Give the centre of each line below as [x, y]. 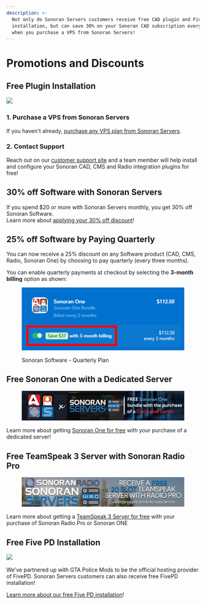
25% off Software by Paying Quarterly [81, 239]
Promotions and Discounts [75, 63]
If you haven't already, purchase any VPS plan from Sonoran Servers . [94, 131]
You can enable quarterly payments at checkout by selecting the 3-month [100, 272]
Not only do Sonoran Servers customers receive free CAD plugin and [101, 19]
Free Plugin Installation [51, 86]
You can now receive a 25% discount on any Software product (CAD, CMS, [101, 254]
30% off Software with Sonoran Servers [84, 192]
